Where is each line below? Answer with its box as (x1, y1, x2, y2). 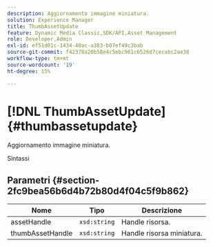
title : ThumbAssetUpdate (7, 23, 79, 30)
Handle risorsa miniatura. (121, 228, 203, 238)
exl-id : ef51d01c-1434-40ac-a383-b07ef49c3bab (7, 42, 143, 49)
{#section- (52, 174, 100, 186)
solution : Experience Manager (7, 17, 94, 23)
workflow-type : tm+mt (7, 55, 70, 62)
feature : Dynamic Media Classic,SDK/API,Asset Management (7, 29, 177, 37)
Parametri (7, 174, 50, 186)
